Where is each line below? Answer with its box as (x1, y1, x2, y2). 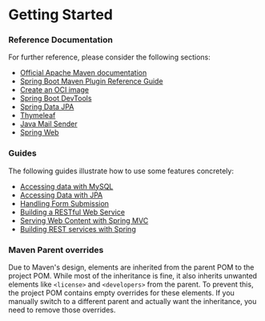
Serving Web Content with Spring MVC (19, 215, 149, 226)
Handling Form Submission (19, 198, 110, 208)
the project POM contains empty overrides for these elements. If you (8, 288, 235, 298)
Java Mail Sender (19, 119, 78, 129)
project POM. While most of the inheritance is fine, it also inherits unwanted (8, 271, 258, 281)
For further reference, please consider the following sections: (8, 52, 211, 62)
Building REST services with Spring (19, 224, 136, 234)
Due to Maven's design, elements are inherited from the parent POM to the (8, 262, 255, 272)
